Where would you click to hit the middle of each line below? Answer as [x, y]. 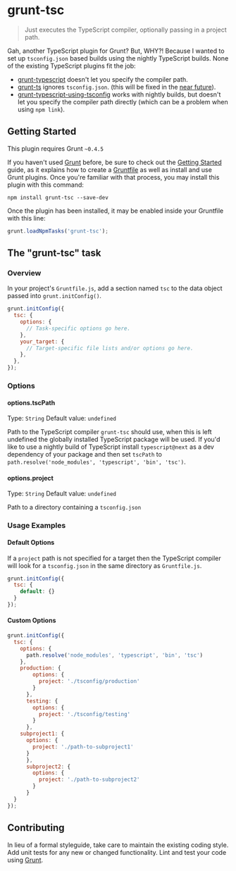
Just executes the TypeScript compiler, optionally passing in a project [125, 30]
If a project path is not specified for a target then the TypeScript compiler [114, 558]
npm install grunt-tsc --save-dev [58, 197]
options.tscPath [31, 402]
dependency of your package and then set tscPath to [85, 455]
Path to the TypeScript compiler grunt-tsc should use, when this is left [110, 432]
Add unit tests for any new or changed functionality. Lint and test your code [117, 852]
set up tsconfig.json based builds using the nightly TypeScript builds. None [118, 58]
